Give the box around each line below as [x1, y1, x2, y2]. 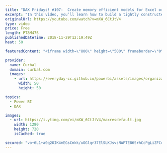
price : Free [5, 26, 30, 31]
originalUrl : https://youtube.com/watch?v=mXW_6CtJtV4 [5, 16, 121, 21]
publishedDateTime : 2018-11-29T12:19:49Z [5, 35, 92, 40]
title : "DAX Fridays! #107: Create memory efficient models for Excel [5, 7, 157, 12]
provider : [5, 58, 26, 63]
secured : [5, 140, 23, 145]
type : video [5, 21, 30, 26]
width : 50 [18, 81, 39, 86]
